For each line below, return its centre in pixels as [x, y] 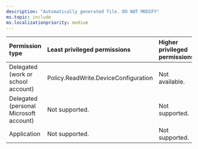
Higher [169, 42]
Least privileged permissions [89, 49]
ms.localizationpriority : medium [47, 22]
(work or [21, 74]
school [19, 82]
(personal [22, 106]
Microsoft [22, 114]
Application [25, 134]
